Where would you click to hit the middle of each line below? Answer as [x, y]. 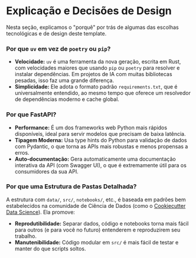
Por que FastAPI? [31, 115]
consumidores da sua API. [46, 171]
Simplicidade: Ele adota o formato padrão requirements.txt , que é [96, 87]
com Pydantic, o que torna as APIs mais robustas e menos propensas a [101, 146]
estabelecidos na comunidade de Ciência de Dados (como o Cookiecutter [96, 205]
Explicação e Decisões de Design [89, 11]
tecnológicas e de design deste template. [56, 33]
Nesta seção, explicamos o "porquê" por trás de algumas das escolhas [92, 27]
